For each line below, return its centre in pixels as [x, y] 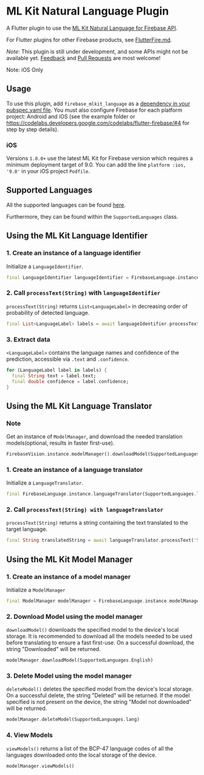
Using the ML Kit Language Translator [79, 406]
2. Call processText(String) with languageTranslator [85, 510]
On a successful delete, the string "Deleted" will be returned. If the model [98, 695]
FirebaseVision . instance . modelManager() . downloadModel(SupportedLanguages [103, 454]
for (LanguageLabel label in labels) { [57, 370]
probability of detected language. [48, 312]
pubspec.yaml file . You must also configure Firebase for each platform [94, 110]
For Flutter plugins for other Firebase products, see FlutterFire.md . [89, 39]
